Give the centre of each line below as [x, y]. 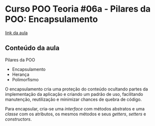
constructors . [18, 119]
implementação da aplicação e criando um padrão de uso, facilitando [74, 94]
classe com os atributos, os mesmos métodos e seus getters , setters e [76, 114]
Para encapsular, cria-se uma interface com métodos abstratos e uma [75, 108]
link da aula [16, 33]
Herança [21, 74]
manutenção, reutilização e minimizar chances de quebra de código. [73, 99]
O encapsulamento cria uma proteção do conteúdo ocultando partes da [77, 89]
